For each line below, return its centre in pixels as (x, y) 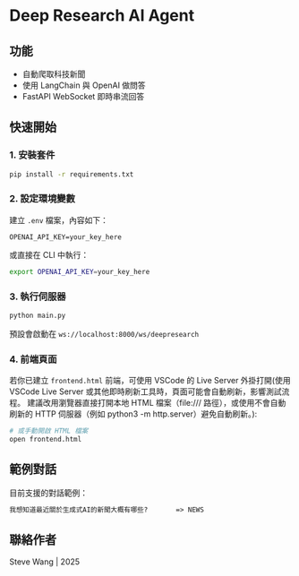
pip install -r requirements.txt (72, 174)
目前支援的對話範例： (48, 493)
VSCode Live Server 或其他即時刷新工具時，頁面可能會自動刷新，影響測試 (145, 391)
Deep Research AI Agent (102, 16)
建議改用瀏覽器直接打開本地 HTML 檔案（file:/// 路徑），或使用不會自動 (156, 403)
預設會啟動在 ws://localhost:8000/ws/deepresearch (104, 333)
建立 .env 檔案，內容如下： (59, 219)
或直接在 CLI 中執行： (49, 254)
